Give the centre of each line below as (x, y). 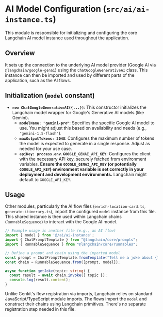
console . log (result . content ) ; (40, 280)
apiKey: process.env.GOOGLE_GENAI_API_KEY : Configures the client (85, 153)
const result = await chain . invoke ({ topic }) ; (58, 275)
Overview (20, 53)
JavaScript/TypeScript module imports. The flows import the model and (76, 299)
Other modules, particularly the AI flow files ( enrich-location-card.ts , (75, 206)
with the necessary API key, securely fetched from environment (83, 159)
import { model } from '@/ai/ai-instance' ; (50, 235)
